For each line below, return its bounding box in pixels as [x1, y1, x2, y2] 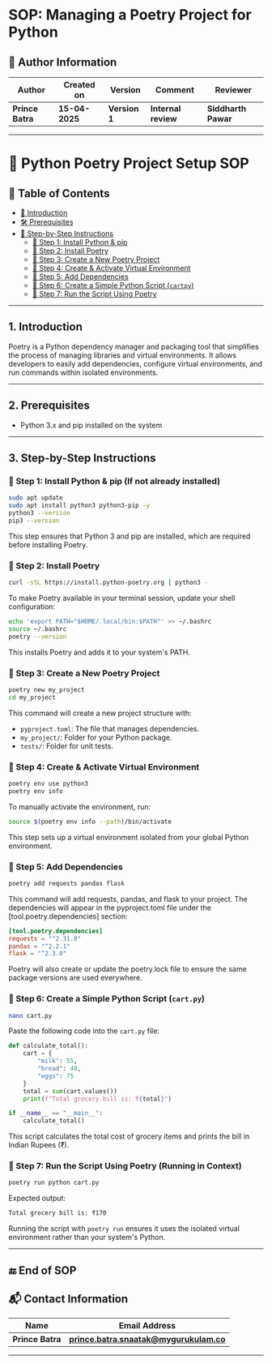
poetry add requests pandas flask [8, 879, 125, 887]
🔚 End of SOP [8, 1263, 77, 1277]
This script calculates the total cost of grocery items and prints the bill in [8, 1131, 250, 1141]
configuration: [8, 602, 55, 611]
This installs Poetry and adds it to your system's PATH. [8, 647, 191, 657]
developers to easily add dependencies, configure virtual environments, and [8, 358, 263, 368]
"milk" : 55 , [37, 1057, 79, 1066]
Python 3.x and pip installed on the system [19, 420, 163, 430]
